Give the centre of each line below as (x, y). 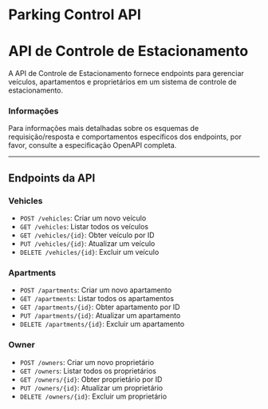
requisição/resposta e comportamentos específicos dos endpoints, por (125, 137)
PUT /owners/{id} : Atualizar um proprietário (91, 387)
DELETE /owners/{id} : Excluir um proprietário (93, 396)
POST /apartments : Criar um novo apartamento (96, 290)
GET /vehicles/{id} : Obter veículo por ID (87, 235)
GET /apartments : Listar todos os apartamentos (97, 299)
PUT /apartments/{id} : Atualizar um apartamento (100, 316)
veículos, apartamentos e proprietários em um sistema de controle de (122, 82)
